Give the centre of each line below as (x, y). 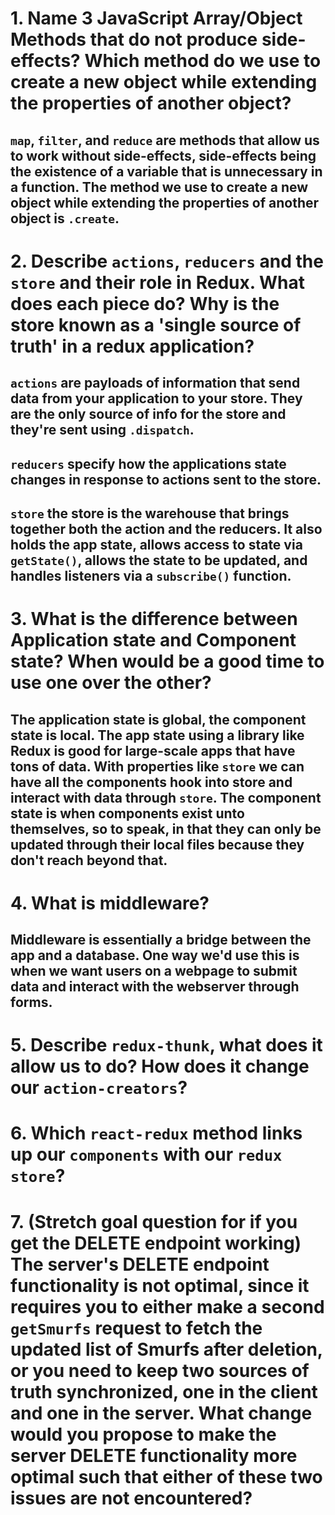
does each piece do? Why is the (145, 303)
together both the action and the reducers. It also (166, 528)
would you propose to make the (143, 1434)
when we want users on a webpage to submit (154, 971)
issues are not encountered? (131, 1498)
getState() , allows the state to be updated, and (159, 560)
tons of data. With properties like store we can (157, 766)
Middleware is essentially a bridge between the (161, 940)
